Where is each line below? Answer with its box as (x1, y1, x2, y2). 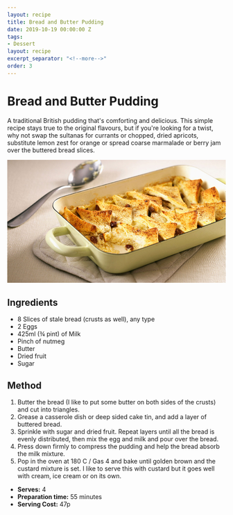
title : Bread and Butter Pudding (7, 18, 104, 26)
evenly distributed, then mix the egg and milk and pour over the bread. (17, 435, 219, 443)
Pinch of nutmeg (17, 337, 65, 345)
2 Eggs (17, 322, 38, 331)
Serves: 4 (17, 485, 46, 493)
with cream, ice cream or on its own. (17, 472, 122, 480)
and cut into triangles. (17, 405, 80, 414)
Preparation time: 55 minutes (17, 493, 103, 501)
